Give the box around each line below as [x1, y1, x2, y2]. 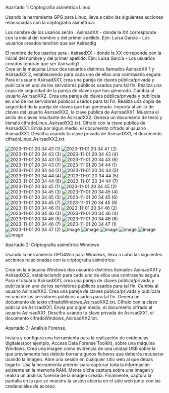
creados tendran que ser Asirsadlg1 [5, 61, 79, 66]
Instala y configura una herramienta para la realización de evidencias [5, 335, 149, 341]
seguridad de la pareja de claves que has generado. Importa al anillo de [5, 104, 154, 109]
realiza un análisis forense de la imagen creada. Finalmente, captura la [5, 372, 152, 378]
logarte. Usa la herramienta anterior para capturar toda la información [5, 362, 150, 368]
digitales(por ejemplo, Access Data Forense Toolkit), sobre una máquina [5, 340, 155, 346]
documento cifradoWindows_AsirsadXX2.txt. [5, 315, 98, 321]
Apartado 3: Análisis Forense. [5, 325, 67, 331]
